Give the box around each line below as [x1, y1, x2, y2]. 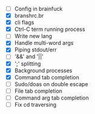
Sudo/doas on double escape [14, 80, 88, 87]
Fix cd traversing [14, 101, 57, 108]
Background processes [14, 67, 73, 74]
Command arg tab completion [14, 94, 89, 101]
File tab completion [14, 87, 63, 95]
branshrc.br [14, 12, 44, 19]
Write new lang [14, 33, 53, 40]
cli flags [14, 19, 34, 26]
